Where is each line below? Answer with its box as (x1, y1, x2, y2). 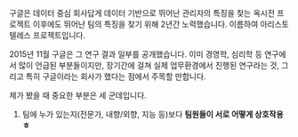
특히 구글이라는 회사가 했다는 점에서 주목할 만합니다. (25, 71, 206, 82)
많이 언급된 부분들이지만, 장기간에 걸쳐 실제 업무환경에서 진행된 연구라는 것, (18, 60, 280, 70)
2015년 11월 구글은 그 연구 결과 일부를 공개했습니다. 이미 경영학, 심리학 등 (9, 49, 262, 60)
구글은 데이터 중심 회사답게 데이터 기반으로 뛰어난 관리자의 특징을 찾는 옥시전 (9, 8, 276, 18)
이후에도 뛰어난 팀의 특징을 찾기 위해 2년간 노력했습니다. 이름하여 (32, 19, 259, 29)
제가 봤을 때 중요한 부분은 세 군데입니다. (9, 90, 147, 101)
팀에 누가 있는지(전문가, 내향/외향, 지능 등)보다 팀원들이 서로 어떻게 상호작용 (21, 109, 284, 119)
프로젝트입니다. (32, 30, 86, 40)
